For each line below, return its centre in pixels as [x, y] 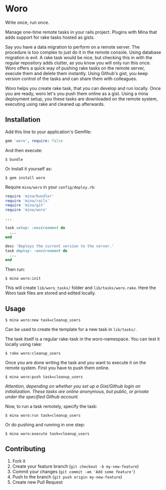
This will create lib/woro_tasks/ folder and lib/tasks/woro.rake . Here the [81, 288]
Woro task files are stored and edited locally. [51, 293]
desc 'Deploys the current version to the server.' [59, 246]
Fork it [19, 461]
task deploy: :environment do [36, 251]
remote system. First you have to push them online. [57, 368]
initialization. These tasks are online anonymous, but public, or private [77, 391]
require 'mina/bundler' [30, 196]
